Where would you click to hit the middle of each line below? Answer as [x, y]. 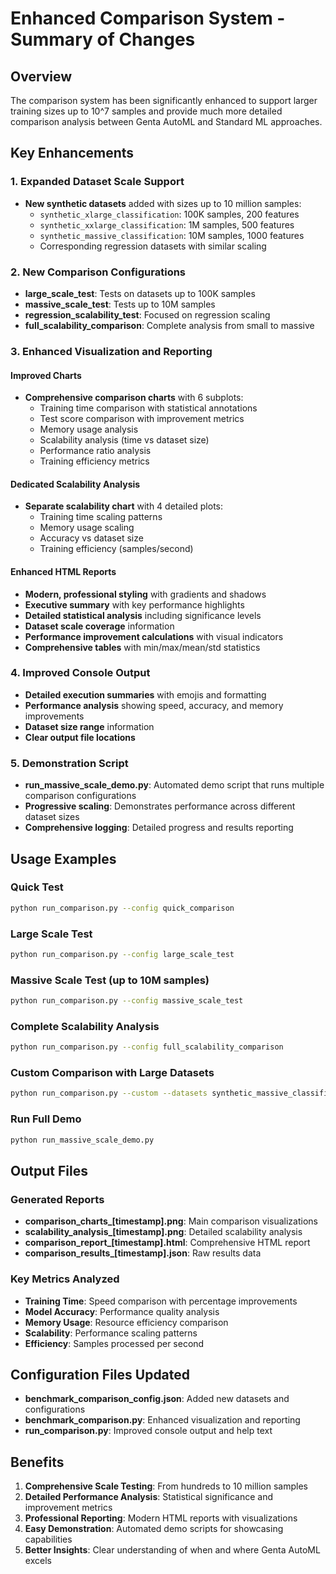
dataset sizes [52, 817]
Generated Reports [57, 1199]
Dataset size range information [89, 726]
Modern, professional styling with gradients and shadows [145, 594]
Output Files [49, 1170]
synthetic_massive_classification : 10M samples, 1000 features [172, 235]
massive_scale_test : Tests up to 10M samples [120, 304]
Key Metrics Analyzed [65, 1279]
